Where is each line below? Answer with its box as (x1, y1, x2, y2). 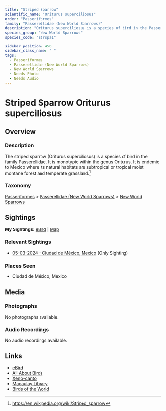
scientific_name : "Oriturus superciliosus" (5, 12, 96, 17)
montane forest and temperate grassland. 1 (5, 169, 91, 176)
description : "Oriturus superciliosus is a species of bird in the (5, 26, 147, 31)
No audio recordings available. (5, 337, 68, 344)
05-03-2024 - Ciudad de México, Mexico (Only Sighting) (12, 250, 128, 256)
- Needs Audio (9, 76, 39, 81)
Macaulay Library (12, 380, 48, 386)
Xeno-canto (12, 375, 37, 381)
